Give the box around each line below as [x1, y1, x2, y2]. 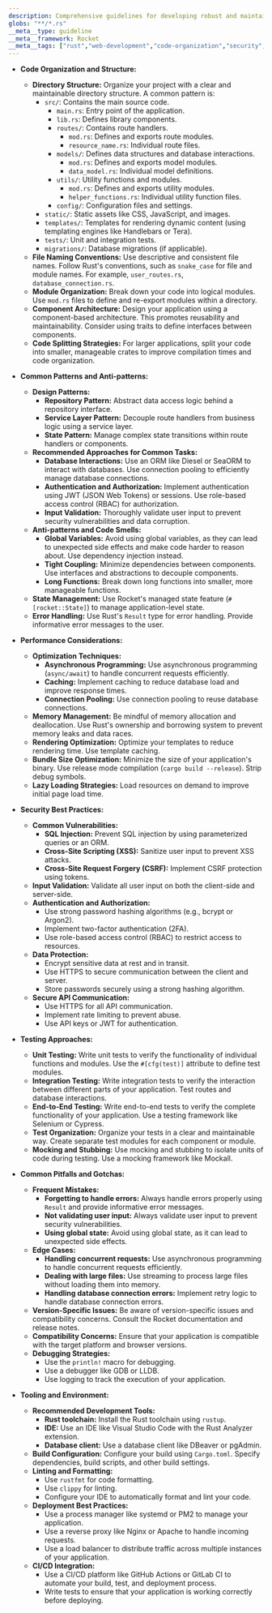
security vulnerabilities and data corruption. [44, 517, 190, 526]
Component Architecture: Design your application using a [32, 304, 228, 314]
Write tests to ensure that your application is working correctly [44, 1587, 253, 1597]
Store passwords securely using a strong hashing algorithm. [44, 985, 245, 994]
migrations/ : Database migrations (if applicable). [44, 244, 208, 254]
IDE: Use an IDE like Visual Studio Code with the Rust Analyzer [44, 1423, 253, 1433]
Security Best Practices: [19, 804, 104, 815]
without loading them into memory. [44, 1280, 161, 1289]
